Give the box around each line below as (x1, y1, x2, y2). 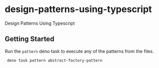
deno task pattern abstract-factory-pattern (7, 58, 102, 63)
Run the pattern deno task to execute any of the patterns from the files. (5, 48, 154, 54)
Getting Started (5, 35, 55, 43)
